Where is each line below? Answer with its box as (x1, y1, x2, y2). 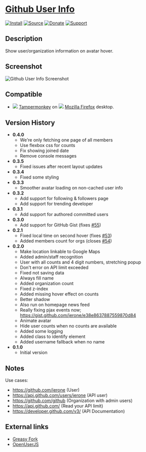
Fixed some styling (19, 174, 59, 180)
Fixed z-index (19, 286, 48, 292)
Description (5, 34, 42, 43)
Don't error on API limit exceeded (19, 264, 89, 270)
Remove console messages (19, 153, 76, 159)
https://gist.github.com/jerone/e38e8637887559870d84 (19, 312, 136, 318)
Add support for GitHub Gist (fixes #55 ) (19, 222, 101, 228)
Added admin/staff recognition (19, 254, 83, 260)
